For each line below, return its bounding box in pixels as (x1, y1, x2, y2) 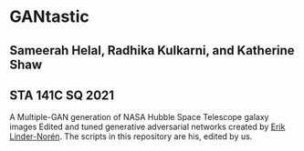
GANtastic (9, 6, 89, 27)
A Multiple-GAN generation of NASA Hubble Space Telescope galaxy (9, 112, 269, 123)
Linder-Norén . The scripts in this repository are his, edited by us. (9, 131, 253, 142)
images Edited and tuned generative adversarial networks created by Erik (9, 121, 286, 133)
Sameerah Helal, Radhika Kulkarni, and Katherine (9, 43, 295, 58)
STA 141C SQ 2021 (9, 87, 115, 103)
